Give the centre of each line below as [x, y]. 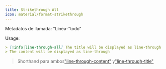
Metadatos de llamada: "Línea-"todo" [43, 28]
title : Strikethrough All [32, 10]
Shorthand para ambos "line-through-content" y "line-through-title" [85, 61]
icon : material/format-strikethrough [44, 14]
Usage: [12, 38]
